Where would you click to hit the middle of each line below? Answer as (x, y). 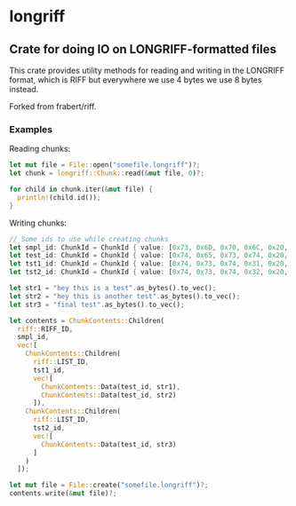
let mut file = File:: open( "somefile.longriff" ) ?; (105, 165)
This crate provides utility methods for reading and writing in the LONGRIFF (147, 70)
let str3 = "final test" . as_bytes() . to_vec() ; (97, 304)
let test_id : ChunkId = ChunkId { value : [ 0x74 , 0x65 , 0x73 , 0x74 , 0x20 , (149, 256)
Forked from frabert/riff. (53, 107)
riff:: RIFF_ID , (45, 329)
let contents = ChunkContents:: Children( (87, 320)
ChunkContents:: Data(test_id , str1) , (111, 387)
